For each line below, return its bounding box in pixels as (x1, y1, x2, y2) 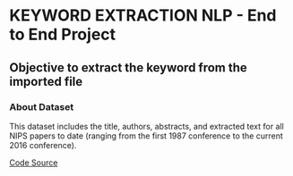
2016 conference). (9, 139, 77, 150)
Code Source (9, 157, 58, 168)
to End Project (9, 24, 116, 45)
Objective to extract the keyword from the (9, 60, 248, 75)
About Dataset (9, 100, 74, 113)
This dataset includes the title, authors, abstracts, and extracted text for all (9, 121, 284, 131)
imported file (9, 73, 83, 89)
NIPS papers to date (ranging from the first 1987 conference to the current (9, 130, 284, 141)
